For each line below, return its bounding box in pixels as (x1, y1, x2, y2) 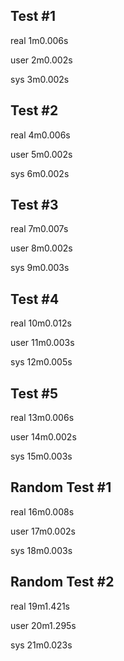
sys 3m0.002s (10, 73, 70, 85)
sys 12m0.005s (10, 356, 73, 368)
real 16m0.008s (10, 505, 75, 518)
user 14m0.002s (10, 431, 77, 443)
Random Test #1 (10, 479, 112, 496)
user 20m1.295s (10, 619, 77, 631)
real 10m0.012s (10, 317, 72, 329)
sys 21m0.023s (10, 639, 73, 651)
